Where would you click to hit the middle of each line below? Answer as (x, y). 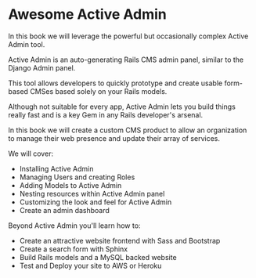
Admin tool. (27, 44)
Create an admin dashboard (64, 210)
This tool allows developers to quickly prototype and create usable (115, 83)
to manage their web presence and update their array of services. (114, 138)
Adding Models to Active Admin (70, 185)
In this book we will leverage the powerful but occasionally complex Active (128, 36)
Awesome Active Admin (87, 14)
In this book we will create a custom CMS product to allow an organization (128, 130)
